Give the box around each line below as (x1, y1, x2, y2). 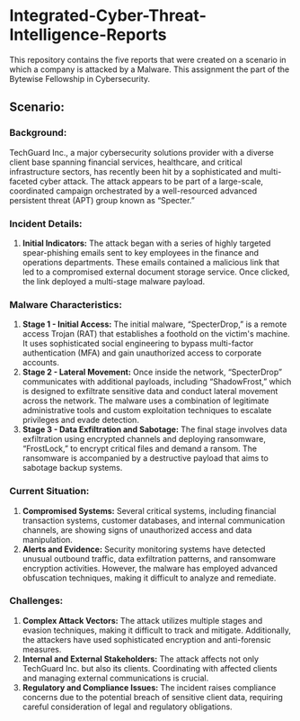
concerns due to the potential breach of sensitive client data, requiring (22, 691, 283, 702)
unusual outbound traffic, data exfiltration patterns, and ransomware (22, 553, 277, 563)
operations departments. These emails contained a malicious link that (22, 257, 280, 267)
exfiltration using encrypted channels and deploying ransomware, (22, 434, 267, 445)
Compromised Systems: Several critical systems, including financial (22, 505, 277, 516)
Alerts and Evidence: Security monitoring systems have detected (22, 544, 266, 554)
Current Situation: (9, 485, 90, 498)
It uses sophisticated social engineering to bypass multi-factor (22, 338, 254, 349)
